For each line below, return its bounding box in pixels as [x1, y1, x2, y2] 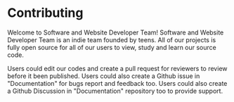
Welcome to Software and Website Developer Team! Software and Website [7, 28, 224, 37]
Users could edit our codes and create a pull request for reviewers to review [7, 64, 228, 72]
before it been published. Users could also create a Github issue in [7, 72, 200, 80]
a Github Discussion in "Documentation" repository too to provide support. [7, 87, 223, 95]
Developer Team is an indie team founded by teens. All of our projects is [7, 35, 216, 44]
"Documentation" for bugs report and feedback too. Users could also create [7, 79, 228, 87]
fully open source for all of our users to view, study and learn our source [7, 43, 216, 51]
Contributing [7, 5, 84, 21]
